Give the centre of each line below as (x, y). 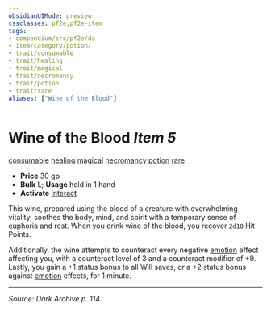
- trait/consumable (41, 53)
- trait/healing (35, 61)
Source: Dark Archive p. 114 (54, 299)
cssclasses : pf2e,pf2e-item (56, 23)
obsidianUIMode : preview (50, 16)
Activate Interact (48, 193)
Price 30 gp (40, 176)
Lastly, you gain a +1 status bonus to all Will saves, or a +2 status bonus (127, 267)
